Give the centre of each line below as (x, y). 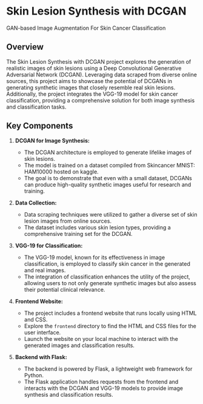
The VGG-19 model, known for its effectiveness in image (95, 257)
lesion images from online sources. (68, 221)
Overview (25, 47)
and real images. (45, 270)
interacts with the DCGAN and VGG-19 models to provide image (104, 388)
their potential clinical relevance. (65, 289)
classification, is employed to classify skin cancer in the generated (107, 264)
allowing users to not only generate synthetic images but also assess (110, 283)
